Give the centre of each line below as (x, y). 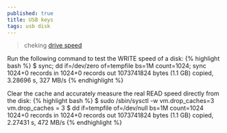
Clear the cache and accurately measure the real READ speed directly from (113, 93)
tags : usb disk (29, 26)
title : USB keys (30, 20)
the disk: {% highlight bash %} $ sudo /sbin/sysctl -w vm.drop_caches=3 (111, 101)
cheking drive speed (53, 46)
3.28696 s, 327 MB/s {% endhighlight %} (65, 80)
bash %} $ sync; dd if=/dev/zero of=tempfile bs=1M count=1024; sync (107, 66)
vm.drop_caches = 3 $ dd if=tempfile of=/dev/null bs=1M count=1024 (105, 108)
